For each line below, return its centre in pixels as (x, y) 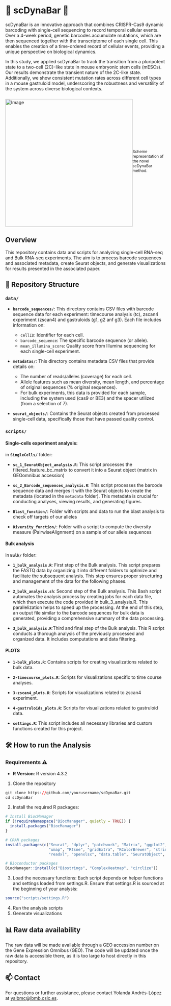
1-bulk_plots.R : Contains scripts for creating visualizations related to (85, 662)
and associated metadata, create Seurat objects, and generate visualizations (85, 263)
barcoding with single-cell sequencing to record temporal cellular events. (82, 30)
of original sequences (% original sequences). (69, 387)
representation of (148, 156)
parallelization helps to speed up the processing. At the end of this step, (88, 607)
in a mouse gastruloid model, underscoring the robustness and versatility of (85, 83)
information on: (28, 325)
